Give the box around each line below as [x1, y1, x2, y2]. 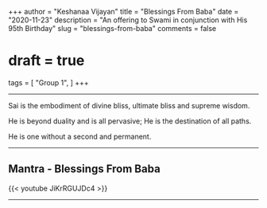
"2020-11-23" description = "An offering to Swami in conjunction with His [8, 15, 248, 25]
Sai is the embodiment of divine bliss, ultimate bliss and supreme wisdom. [8, 100, 250, 110]
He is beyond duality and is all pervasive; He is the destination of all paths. [8, 116, 252, 126]
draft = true [8, 52, 85, 70]
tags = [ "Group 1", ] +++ [8, 77, 89, 87]
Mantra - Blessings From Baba [8, 163, 161, 176]
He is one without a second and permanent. [8, 131, 152, 141]
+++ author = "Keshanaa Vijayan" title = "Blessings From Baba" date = [8, 7, 239, 16]
